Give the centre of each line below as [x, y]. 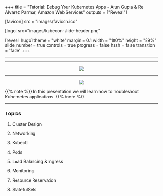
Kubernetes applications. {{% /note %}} [45, 97]
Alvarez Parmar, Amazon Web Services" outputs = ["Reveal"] [66, 12]
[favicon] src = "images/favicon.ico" [41, 21]
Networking [24, 133]
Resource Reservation [34, 180]
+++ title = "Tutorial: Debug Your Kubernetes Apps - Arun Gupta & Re [74, 7]
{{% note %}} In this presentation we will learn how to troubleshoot [72, 91]
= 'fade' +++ [18, 50]
